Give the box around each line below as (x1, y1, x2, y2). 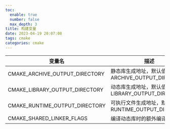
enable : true (10, 12, 37, 17)
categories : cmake (5, 41, 44, 46)
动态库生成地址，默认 (110, 83, 162, 90)
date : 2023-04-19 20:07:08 (5, 31, 62, 36)
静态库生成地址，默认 (110, 67, 162, 74)
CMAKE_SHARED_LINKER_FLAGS (8, 115, 88, 122)
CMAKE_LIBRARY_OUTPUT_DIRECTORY (8, 86, 104, 93)
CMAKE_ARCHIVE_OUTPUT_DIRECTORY (8, 70, 105, 77)
